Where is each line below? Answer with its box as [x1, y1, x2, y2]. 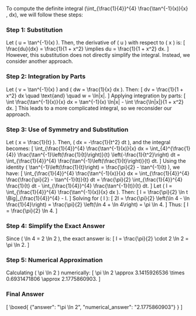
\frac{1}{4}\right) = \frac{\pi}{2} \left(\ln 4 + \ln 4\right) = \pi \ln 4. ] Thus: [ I [6, 201, 189, 208]
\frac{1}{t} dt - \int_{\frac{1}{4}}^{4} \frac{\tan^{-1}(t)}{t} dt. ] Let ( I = [6, 182, 173, 189]
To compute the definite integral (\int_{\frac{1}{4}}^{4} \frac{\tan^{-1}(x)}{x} [6, 5, 188, 12]
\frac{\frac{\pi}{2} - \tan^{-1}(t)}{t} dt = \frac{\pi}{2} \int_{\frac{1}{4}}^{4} [6, 176, 183, 183]
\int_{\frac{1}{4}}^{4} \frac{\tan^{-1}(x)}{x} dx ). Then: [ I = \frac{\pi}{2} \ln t [6, 188, 188, 195]
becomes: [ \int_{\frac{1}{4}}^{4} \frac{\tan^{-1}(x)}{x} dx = [6, 145, 149, 152]
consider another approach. [6, 58, 73, 65]
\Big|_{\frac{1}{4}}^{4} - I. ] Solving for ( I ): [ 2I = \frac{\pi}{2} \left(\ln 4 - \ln [6, 195, 190, 202]
